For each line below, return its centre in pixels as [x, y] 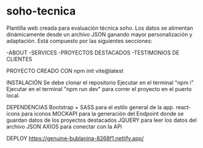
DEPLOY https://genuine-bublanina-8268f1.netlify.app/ [75, 138]
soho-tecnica [41, 11]
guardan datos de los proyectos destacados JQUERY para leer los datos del [101, 120]
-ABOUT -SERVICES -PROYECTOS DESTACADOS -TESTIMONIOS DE [93, 52]
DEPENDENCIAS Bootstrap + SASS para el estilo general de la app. [91, 107]
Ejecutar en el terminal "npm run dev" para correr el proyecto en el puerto [99, 89]
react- [183, 107]
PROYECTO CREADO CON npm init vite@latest [65, 70]
